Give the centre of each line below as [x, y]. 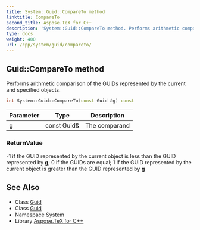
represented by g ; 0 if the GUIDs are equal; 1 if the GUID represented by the [99, 162]
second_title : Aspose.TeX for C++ [49, 23]
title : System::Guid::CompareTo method [56, 12]
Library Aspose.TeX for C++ [49, 220]
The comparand [107, 125]
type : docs [20, 34]
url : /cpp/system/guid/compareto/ [49, 45]
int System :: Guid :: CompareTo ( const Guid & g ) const [70, 101]
